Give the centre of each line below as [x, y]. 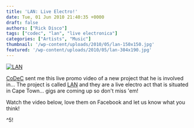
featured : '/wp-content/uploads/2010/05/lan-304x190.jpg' [79, 50]
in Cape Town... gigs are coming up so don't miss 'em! [72, 91]
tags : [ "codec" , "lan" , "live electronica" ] [62, 34]
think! [13, 108]
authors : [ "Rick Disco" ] [37, 28]
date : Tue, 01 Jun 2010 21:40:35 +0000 [55, 17]
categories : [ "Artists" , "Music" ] [49, 39]
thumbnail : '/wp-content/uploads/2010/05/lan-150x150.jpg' [80, 45]
